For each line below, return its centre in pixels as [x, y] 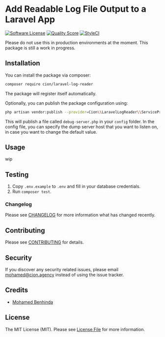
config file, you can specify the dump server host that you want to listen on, [82, 127]
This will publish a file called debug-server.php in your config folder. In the [80, 121]
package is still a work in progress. [40, 48]
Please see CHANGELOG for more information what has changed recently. [80, 215]
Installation [23, 63]
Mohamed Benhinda [32, 302]
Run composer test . [32, 192]
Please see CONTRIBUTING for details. [45, 242]
